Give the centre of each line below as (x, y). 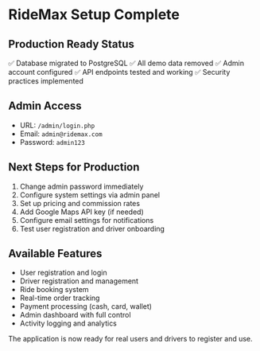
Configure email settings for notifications (87, 220)
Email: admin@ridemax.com (61, 134)
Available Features (55, 253)
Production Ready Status (72, 44)
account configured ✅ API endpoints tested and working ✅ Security (119, 72)
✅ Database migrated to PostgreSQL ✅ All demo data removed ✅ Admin (126, 63)
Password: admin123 (52, 142)
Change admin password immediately (81, 186)
